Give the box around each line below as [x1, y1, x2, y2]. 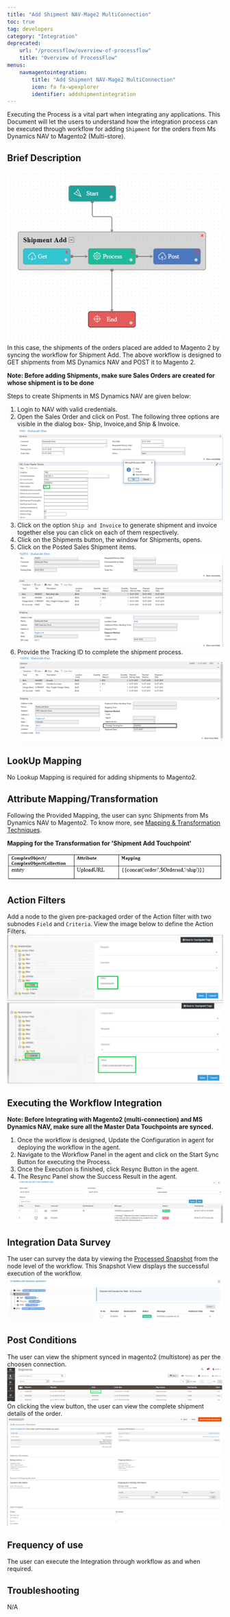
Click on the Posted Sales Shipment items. [16, 543, 137, 551]
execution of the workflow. [7, 1269, 82, 1277]
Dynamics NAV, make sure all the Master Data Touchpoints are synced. [7, 1122, 214, 1131]
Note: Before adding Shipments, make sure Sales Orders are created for [7, 371, 216, 379]
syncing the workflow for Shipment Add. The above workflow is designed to [7, 351, 222, 359]
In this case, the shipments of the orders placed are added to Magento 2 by [7, 343, 220, 351]
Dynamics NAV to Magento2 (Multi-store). [7, 132, 125, 141]
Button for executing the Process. [16, 1158, 112, 1166]
